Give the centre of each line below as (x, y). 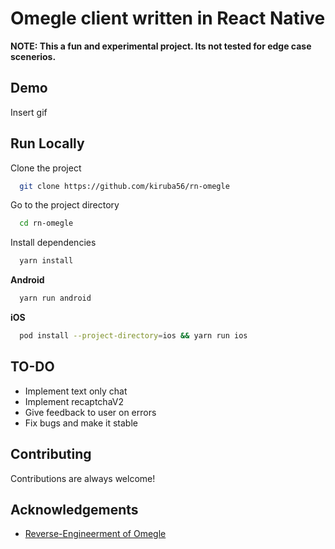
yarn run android (55, 298)
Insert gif (29, 112)
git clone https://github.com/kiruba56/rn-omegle (124, 186)
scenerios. (33, 56)
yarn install (46, 261)
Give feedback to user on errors (90, 412)
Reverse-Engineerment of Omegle (95, 534)
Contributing (51, 454)
